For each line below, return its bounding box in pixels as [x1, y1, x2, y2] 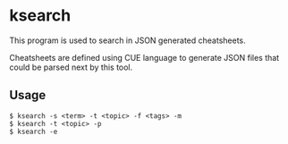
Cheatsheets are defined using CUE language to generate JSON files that [9, 52, 280, 63]
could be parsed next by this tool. [9, 62, 133, 72]
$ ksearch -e [9, 127, 58, 136]
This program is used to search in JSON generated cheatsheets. [9, 35, 246, 46]
